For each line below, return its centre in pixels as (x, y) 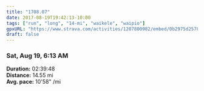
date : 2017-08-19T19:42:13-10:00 (49, 18)
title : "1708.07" (28, 12)
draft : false (23, 35)
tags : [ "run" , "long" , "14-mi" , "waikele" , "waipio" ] (76, 23)
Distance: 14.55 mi (30, 75)
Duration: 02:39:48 (31, 69)
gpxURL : (16, 29)
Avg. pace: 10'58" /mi (34, 82)
